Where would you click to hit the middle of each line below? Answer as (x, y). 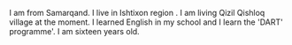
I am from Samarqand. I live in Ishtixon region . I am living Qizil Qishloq (137, 13)
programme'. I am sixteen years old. (74, 31)
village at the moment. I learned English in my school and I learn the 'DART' (146, 22)
